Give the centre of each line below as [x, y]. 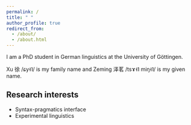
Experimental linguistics [44, 115]
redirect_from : [25, 29]
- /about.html [29, 40]
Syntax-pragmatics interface [50, 109]
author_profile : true [33, 23]
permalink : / [23, 12]
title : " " [20, 17]
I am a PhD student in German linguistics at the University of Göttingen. [95, 57]
